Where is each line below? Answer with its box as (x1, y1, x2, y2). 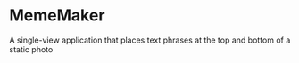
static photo (9, 43, 54, 54)
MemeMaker (9, 5, 105, 26)
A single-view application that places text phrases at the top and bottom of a (9, 35, 291, 45)
